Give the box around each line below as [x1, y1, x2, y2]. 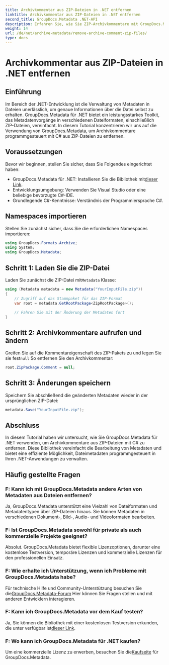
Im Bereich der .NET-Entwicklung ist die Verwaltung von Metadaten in [5, 101, 150, 107]
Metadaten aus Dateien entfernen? [5, 492, 92, 499]
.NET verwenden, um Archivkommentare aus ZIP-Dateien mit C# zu [5, 440, 145, 446]
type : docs [5, 36, 28, 41]
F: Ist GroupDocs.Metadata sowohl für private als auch [5, 526, 142, 533]
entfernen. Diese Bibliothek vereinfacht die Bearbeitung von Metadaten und [5, 445, 162, 451]
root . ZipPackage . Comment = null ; [5, 365, 75, 370]
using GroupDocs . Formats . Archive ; [5, 240, 78, 245]
